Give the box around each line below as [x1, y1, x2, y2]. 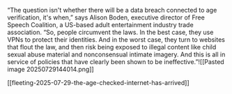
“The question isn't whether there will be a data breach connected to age [7, 6, 217, 14]
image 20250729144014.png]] [7, 65, 94, 73]
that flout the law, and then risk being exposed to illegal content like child [7, 43, 217, 51]
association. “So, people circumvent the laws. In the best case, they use [7, 28, 214, 36]
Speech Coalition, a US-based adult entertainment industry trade [7, 21, 194, 29]
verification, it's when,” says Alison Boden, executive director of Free [7, 13, 206, 22]
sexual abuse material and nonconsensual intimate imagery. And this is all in [7, 50, 226, 58]
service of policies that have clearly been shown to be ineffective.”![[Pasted [7, 58, 224, 65]
